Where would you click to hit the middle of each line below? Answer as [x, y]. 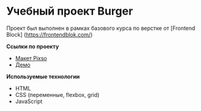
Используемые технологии [43, 76]
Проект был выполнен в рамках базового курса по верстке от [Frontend [101, 28]
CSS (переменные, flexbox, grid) [57, 95]
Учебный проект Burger [70, 11]
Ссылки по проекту [33, 46]
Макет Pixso [31, 58]
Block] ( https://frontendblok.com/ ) [49, 34]
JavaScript [29, 101]
